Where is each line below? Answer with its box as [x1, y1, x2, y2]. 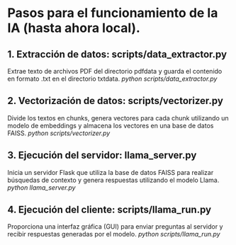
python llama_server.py [7, 183, 76, 192]
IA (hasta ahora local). [7, 20, 140, 36]
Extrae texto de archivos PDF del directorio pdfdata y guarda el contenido [7, 67, 223, 75]
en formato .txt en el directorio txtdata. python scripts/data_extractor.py [7, 74, 218, 83]
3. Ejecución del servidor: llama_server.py [7, 149, 197, 161]
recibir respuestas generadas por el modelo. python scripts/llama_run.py [7, 230, 221, 239]
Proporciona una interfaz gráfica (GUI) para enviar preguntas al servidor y [7, 222, 223, 231]
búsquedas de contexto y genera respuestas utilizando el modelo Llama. [7, 176, 220, 184]
